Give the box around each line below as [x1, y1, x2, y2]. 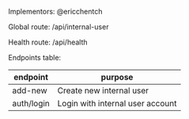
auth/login [12, 98, 50, 109]
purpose [100, 71, 134, 83]
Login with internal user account [57, 98, 177, 109]
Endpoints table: [8, 53, 62, 62]
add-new [12, 85, 47, 96]
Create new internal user [57, 85, 149, 96]
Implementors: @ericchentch [8, 7, 103, 16]
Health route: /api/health [8, 37, 89, 47]
